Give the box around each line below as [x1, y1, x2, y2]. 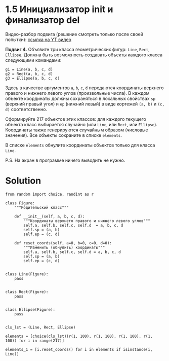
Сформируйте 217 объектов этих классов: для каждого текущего [5, 116, 147, 122]
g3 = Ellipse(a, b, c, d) [5, 76, 60, 81]
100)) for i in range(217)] [5, 338, 65, 343]
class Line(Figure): [5, 271, 49, 277]
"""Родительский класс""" [14, 205, 69, 210]
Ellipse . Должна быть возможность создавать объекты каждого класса [5, 52, 163, 58]
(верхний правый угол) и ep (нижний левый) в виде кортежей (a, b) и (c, [5, 100, 165, 107]
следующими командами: [5, 57, 62, 63]
